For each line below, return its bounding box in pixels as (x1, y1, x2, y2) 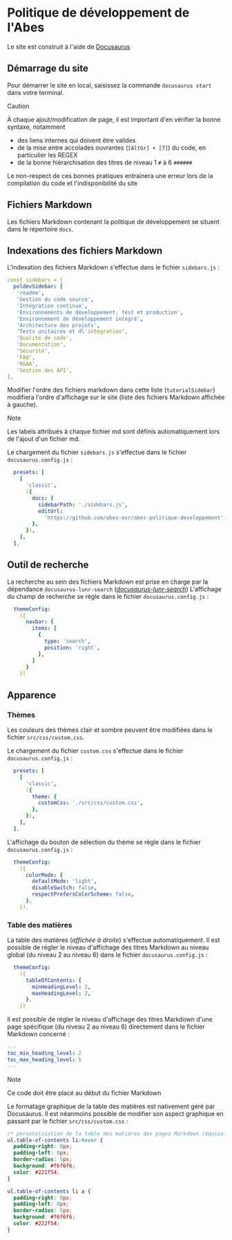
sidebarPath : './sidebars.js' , (37, 501, 128, 508)
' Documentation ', (16, 341, 67, 348)
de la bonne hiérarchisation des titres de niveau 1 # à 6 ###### (17, 158, 193, 166)
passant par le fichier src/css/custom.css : (7, 1117, 128, 1125)
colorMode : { (25, 871, 64, 878)
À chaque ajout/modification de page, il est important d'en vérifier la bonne (7, 115, 221, 123)
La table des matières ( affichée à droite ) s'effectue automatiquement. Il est (7, 936, 220, 944)
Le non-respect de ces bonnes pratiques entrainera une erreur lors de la (7, 171, 213, 180)
